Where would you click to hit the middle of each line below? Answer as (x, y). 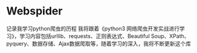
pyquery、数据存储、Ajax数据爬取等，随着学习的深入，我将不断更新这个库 (99, 43)
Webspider (34, 11)
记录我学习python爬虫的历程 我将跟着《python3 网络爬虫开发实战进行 (93, 28)
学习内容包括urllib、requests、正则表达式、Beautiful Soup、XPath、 (104, 36)
